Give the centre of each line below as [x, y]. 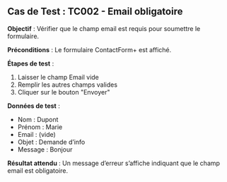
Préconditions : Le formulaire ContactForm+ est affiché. [89, 49]
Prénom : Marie [40, 127]
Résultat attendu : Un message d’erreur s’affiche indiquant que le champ [114, 163]
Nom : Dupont [38, 119]
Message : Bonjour [45, 149]
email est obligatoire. [38, 170]
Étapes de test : [31, 63]
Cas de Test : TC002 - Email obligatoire [95, 12]
